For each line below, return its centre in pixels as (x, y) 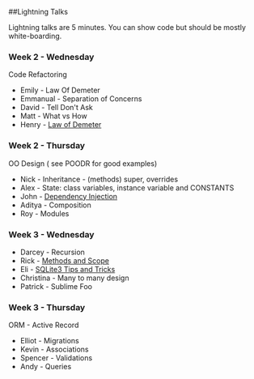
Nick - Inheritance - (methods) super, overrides (99, 179)
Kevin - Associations (54, 349)
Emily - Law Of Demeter (60, 90)
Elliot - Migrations (49, 341)
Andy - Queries (46, 367)
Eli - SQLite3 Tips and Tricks (68, 269)
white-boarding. (35, 36)
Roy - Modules (44, 213)
